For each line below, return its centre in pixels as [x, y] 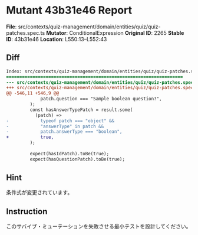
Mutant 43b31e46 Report [69, 10]
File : [11, 27]
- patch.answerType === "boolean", [64, 132]
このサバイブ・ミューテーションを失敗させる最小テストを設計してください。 [99, 226]
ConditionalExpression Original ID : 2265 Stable [127, 32]
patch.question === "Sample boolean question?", [101, 99]
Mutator [56, 32]
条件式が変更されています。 [39, 192]
